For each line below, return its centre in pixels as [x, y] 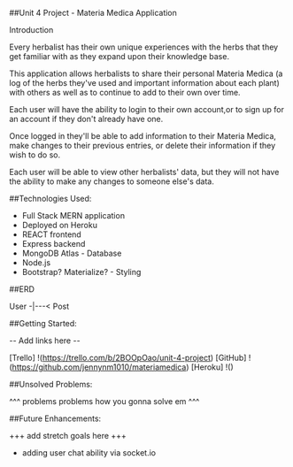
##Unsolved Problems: [51, 384]
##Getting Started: [43, 323]
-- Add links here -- [45, 341]
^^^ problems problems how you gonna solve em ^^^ [104, 401]
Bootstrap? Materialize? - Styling [81, 272]
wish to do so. [35, 155]
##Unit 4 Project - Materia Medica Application [93, 13]
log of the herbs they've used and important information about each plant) [145, 83]
